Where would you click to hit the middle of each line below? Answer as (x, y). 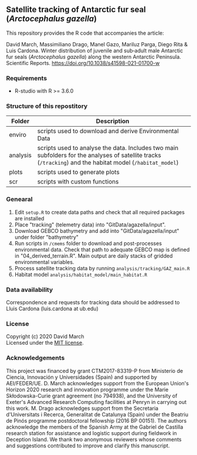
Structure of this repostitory (47, 106)
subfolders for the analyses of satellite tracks (99, 155)
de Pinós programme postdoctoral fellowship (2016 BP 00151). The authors (96, 420)
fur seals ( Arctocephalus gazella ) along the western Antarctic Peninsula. (94, 57)
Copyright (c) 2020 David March (45, 337)
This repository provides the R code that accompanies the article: (85, 33)
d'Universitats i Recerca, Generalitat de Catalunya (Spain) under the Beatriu (97, 414)
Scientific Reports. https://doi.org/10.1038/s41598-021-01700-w (83, 63)
